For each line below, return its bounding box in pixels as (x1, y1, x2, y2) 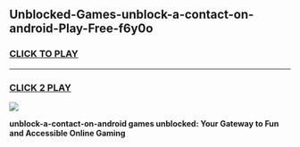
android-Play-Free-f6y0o (9, 21, 154, 37)
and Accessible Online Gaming (9, 127, 126, 138)
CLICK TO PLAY (9, 48, 79, 61)
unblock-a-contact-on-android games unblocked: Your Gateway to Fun (9, 118, 279, 128)
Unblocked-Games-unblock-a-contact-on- (9, 7, 254, 22)
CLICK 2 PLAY (9, 81, 71, 94)
